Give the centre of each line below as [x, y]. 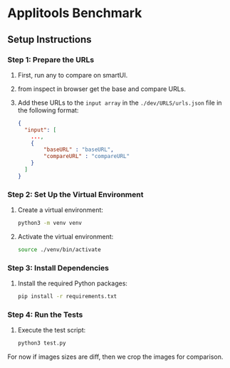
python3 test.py [42, 343]
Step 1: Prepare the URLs [51, 60]
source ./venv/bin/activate [59, 249]
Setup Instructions [49, 40]
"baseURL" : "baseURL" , [79, 150]
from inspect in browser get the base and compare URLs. [102, 89]
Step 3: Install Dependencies [58, 268]
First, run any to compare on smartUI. [73, 75]
